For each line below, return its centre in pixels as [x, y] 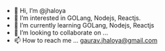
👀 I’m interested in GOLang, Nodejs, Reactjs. [77, 18]
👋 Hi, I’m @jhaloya [40, 11]
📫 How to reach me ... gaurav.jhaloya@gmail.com [86, 40]
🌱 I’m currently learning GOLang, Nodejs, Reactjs [84, 25]
